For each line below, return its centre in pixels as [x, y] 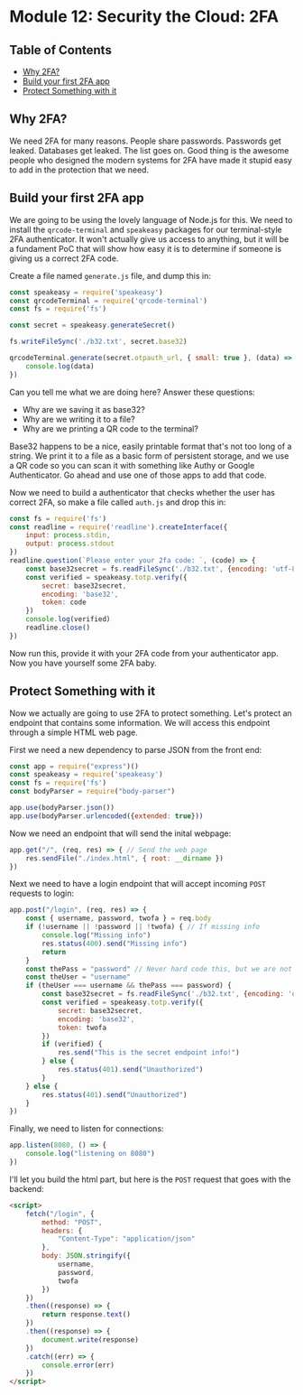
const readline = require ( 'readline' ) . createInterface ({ [119, 527]
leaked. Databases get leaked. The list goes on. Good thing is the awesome [149, 150]
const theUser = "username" [78, 977]
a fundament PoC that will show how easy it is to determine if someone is [146, 248]
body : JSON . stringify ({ [86, 1256]
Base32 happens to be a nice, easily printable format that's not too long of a [151, 446]
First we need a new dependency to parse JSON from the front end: [136, 749]
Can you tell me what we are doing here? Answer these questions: [132, 392]
